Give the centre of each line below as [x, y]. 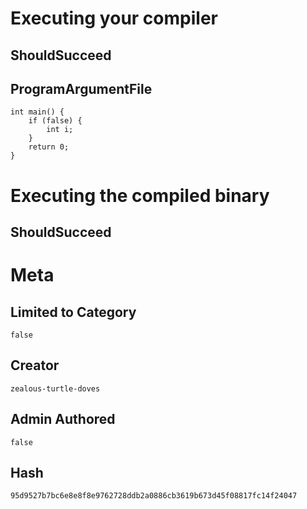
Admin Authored [63, 419]
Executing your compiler [114, 18]
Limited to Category [73, 312]
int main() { [37, 112]
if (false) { [55, 121]
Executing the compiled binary [140, 195]
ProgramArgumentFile [81, 88]
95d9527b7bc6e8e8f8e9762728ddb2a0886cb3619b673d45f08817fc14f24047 [154, 496]
